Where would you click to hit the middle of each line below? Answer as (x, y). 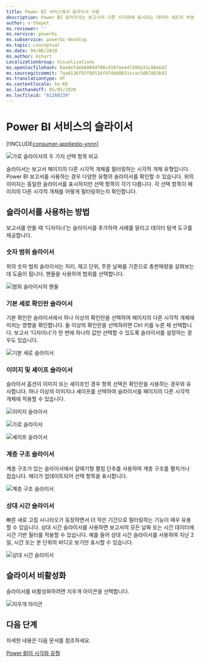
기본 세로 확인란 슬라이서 (39, 303)
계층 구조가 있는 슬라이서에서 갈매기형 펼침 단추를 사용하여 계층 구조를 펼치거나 (98, 468)
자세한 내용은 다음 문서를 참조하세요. (48, 640)
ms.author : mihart (29, 56)
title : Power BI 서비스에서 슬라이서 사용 (53, 12)
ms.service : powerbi (32, 34)
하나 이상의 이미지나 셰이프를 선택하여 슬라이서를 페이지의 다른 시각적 (109, 392)
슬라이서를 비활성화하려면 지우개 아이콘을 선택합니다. (68, 591)
